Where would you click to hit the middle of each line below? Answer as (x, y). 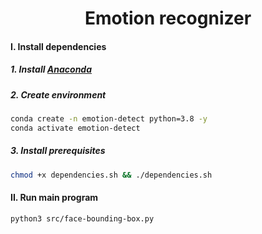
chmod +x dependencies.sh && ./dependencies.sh (111, 175)
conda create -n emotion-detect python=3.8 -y (109, 119)
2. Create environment (58, 94)
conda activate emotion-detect (75, 128)
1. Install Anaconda (51, 69)
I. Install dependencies (58, 46)
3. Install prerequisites (58, 151)
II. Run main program (54, 198)
